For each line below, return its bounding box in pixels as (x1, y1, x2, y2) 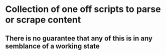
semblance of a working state (5, 41, 100, 50)
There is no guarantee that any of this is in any (5, 34, 153, 42)
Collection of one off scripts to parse (5, 3, 161, 15)
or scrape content (5, 14, 81, 25)
